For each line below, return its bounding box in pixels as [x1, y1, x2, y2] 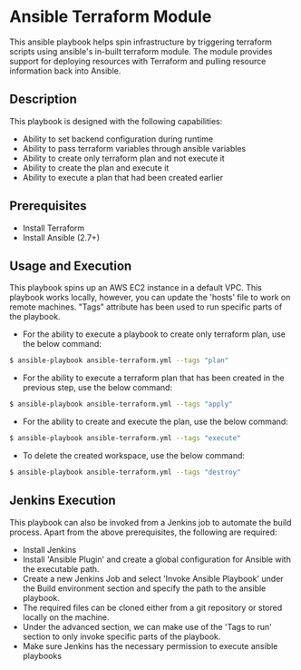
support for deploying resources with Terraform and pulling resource [9, 55, 267, 66]
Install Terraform [22, 222, 85, 233]
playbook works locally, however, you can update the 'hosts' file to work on [9, 292, 291, 303]
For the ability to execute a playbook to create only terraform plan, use [22, 329, 286, 340]
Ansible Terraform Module [9, 6, 212, 27]
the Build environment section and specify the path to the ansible [22, 583, 267, 594]
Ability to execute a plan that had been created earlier [22, 172, 224, 182]
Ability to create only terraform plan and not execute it [22, 153, 225, 163]
